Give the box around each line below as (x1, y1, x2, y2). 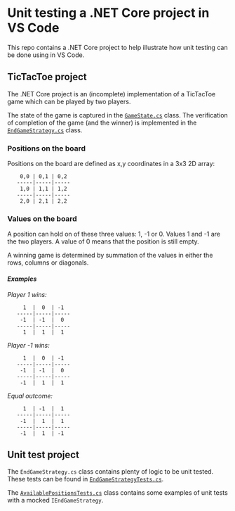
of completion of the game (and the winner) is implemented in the (7, 118, 197, 127)
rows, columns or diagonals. (7, 258, 89, 267)
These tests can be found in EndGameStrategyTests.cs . (7, 475, 164, 484)
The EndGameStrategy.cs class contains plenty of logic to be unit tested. (7, 467, 214, 476)
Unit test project (7, 448, 79, 460)
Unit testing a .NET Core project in (7, 5, 210, 21)
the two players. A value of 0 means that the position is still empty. (7, 237, 200, 246)
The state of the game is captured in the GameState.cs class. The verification (7, 111, 228, 119)
